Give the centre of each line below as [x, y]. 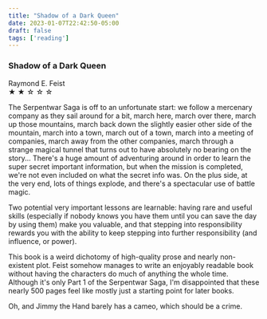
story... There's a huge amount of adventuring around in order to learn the [130, 158]
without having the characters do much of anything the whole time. [118, 274]
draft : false [30, 30]
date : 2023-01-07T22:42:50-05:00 [64, 23]
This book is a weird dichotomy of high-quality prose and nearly [114, 257]
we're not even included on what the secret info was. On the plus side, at [128, 175]
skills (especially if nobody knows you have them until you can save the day [133, 215]
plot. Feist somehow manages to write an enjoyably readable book [144, 265]
